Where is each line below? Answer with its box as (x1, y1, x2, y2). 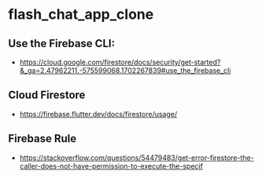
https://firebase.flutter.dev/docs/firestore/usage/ (19, 109, 178, 118)
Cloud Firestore (8, 89, 86, 102)
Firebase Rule (8, 132, 77, 146)
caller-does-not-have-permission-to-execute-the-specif (19, 161, 203, 170)
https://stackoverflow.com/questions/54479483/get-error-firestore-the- (19, 153, 254, 162)
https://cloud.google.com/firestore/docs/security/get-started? (19, 57, 221, 67)
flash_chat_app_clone (8, 5, 154, 24)
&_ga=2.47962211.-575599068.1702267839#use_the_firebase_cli (19, 66, 231, 75)
